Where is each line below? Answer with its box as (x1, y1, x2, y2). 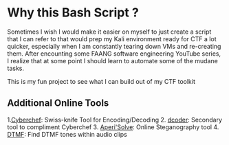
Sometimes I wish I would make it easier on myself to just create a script (7, 27, 212, 36)
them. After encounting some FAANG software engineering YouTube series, (7, 49, 221, 58)
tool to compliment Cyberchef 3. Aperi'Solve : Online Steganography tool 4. (7, 122, 219, 131)
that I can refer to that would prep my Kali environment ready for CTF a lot (7, 34, 217, 43)
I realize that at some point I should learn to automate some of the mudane (7, 56, 218, 65)
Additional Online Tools (7, 98, 109, 109)
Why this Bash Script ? (7, 5, 139, 21)
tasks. (7, 64, 25, 72)
